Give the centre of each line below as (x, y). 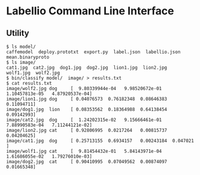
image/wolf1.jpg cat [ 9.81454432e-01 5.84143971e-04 (84, 151)
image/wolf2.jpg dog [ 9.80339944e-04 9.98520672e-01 (84, 88)
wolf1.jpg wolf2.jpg (33, 73)
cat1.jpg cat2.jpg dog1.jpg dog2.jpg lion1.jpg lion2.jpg (87, 67)
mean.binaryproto (28, 57)
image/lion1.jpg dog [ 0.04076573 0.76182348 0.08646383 (87, 99)
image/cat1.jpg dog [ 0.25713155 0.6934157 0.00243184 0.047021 (100, 141)
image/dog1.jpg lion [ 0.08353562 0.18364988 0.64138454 (87, 109)
